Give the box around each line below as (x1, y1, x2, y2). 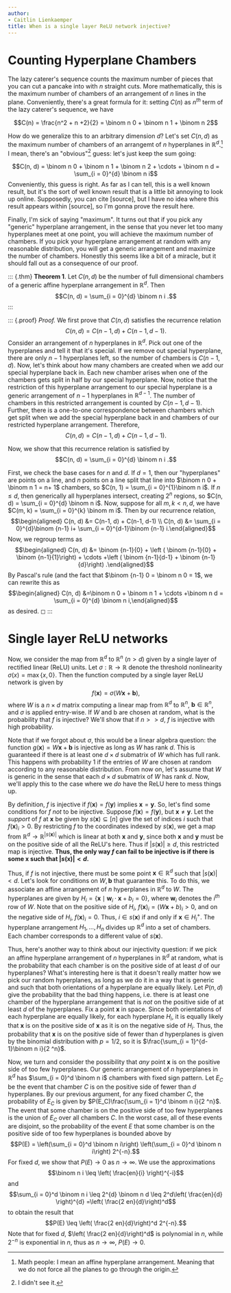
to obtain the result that (8, 1208, 74, 1217)
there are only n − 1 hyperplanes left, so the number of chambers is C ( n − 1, (8, 354, 220, 362)
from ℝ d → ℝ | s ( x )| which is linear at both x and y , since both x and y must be (8, 831, 223, 841)
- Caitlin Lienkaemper (8, 16, 73, 23)
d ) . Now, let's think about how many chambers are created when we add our (8, 361, 224, 369)
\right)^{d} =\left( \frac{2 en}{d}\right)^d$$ (55, 1198, 177, 1206)
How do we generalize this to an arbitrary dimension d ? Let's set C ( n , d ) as (8, 132, 219, 140)
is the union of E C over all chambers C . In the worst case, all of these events (8, 1113, 222, 1123)
